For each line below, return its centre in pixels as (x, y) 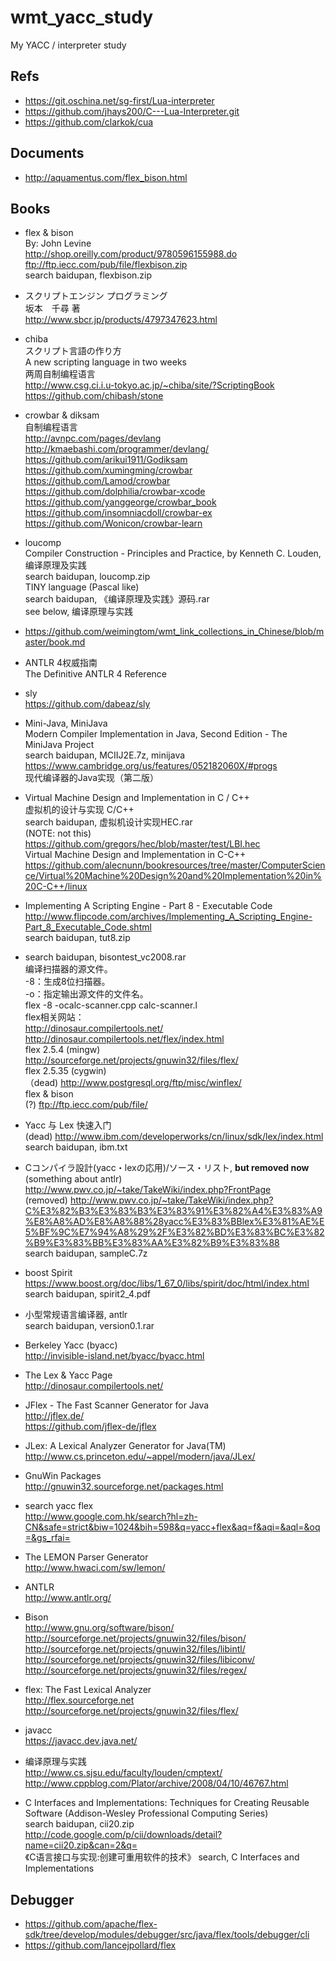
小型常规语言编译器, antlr (76, 1315)
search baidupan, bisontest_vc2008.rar (105, 957)
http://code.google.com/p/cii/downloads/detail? (123, 1835)
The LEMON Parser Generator (86, 1557)
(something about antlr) (73, 1179)
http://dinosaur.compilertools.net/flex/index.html (124, 1039)
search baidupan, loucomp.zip (87, 577)
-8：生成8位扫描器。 (67, 982)
